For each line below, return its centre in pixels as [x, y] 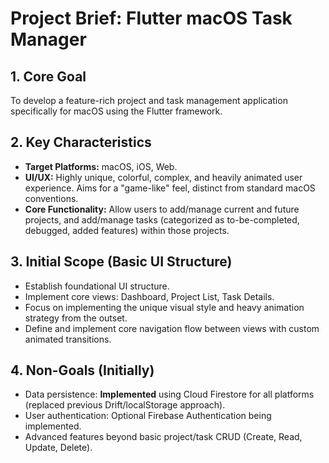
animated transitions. [68, 339]
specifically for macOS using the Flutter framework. [116, 111]
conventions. [51, 198]
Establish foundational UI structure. [97, 286]
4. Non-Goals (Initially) [82, 370]
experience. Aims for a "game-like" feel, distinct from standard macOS [170, 188]
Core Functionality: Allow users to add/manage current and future [162, 209]
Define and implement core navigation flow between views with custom [172, 328]
